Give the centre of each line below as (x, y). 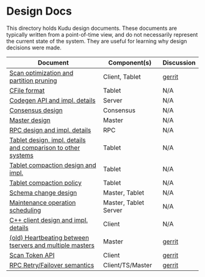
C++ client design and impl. (49, 220)
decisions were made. (34, 48)
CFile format (27, 90)
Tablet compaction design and (53, 165)
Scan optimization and (41, 73)
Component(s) (130, 62)
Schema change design (43, 192)
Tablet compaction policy (45, 182)
